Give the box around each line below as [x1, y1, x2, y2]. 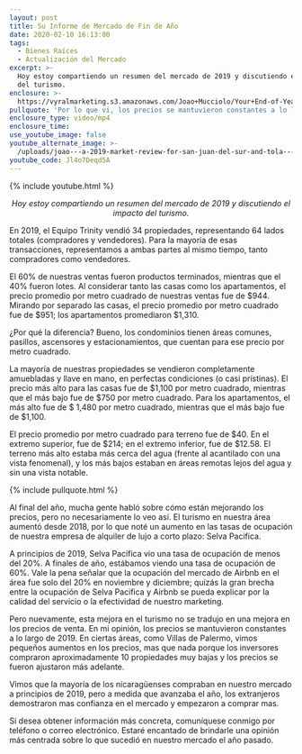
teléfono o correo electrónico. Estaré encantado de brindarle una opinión [9, 724, 280, 735]
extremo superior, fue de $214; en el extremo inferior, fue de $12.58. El [9, 438, 271, 449]
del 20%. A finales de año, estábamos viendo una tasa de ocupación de [9, 558, 276, 568]
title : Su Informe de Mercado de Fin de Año [9, 22, 179, 31]
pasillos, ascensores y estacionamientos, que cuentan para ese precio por [9, 336, 285, 347]
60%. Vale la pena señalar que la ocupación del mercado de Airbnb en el [9, 567, 280, 577]
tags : [9, 38, 30, 48]
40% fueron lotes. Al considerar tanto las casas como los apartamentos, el [9, 280, 286, 291]
